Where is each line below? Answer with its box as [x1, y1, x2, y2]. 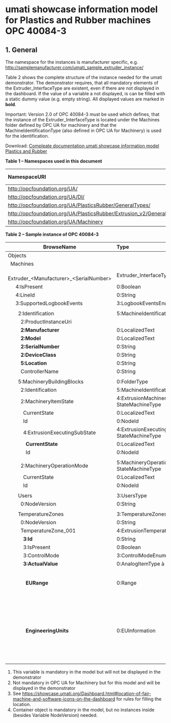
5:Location [20, 360, 47, 366]
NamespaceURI [8, 173, 46, 180]
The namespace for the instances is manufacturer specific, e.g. [5, 59, 138, 65]
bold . [5, 101, 17, 108]
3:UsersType [116, 492, 147, 499]
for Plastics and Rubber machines [5, 14, 151, 26]
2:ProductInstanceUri [20, 318, 72, 325]
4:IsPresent [15, 283, 43, 290]
